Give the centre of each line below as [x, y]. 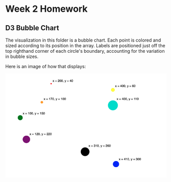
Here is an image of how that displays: [46, 66]
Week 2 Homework [47, 9]
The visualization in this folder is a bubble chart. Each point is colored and [83, 40]
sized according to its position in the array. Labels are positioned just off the [85, 46]
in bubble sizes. [22, 56]
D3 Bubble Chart [32, 28]
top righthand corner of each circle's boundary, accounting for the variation [85, 51]
